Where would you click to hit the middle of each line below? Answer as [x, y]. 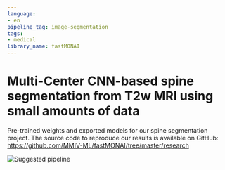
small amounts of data [73, 111]
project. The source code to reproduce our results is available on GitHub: [113, 138]
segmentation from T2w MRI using [110, 96]
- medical [22, 40]
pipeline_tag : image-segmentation [58, 27]
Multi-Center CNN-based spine [101, 81]
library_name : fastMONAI [44, 46]
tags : [15, 33]
